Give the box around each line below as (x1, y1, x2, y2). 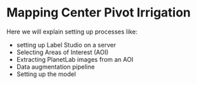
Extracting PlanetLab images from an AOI (16, 55, 134, 63)
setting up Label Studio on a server (16, 40, 116, 49)
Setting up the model (16, 70, 76, 78)
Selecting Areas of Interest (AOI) (16, 48, 109, 56)
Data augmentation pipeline (16, 62, 95, 71)
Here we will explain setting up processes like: (6, 27, 138, 36)
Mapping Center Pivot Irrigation (6, 5, 191, 21)
